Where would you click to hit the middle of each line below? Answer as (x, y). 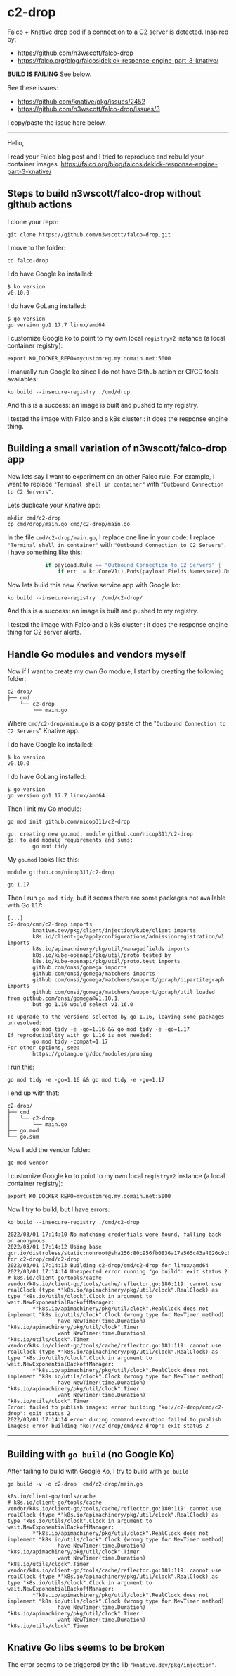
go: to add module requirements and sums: (70, 840)
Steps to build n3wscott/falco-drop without (104, 194)
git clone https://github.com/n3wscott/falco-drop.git (89, 234)
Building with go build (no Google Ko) (91, 1454)
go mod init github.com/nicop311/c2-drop (69, 822)
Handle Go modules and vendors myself (97, 654)
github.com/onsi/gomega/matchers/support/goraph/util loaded (124, 992)
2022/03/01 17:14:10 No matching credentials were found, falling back (114, 1235)
